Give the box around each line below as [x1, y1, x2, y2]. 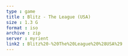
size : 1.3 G [6, 19, 38, 25]
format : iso [6, 24, 38, 31]
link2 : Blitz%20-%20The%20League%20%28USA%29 [6, 41, 123, 47]
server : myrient [6, 36, 49, 41]
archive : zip [6, 30, 41, 36]
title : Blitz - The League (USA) [6, 14, 91, 20]
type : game [6, 8, 35, 15]
